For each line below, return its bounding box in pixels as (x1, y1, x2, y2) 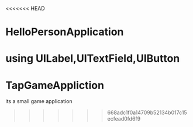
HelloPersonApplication (5, 26, 124, 38)
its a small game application (5, 98, 73, 105)
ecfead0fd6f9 (107, 115, 141, 122)
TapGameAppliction (5, 79, 105, 92)
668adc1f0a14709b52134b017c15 (107, 109, 188, 116)
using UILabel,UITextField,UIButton (5, 52, 180, 65)
